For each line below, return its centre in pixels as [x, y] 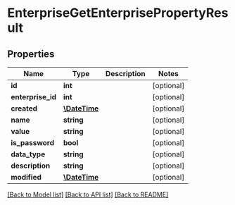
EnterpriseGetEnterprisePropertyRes [118, 13]
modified [26, 177]
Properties [31, 54]
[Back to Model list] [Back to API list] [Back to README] [88, 194]
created [24, 108]
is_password [33, 143]
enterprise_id [34, 97]
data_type [28, 154]
